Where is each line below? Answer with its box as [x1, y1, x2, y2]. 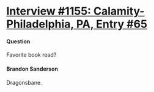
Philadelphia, [6, 17, 75, 31]
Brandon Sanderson [6, 65, 59, 73]
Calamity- [94, 4, 145, 18]
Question [6, 38, 31, 45]
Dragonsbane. [6, 79, 42, 86]
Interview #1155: [6, 4, 92, 18]
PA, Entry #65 [76, 17, 148, 31]
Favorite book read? [6, 51, 57, 58]
